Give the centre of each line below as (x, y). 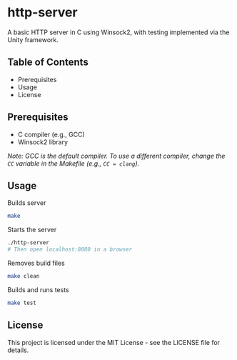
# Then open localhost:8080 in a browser (70, 250)
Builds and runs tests (38, 289)
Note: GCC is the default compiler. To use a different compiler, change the (116, 156)
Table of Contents (48, 62)
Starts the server (32, 230)
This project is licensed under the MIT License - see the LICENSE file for (114, 342)
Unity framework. (33, 39)
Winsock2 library (43, 142)
